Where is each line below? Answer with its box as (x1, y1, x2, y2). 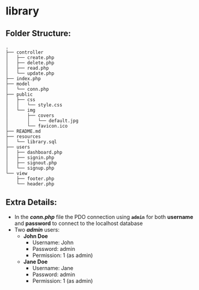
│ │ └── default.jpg (5, 118, 79, 124)
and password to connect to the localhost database (14, 220, 143, 227)
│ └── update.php (5, 70, 55, 76)
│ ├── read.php (5, 65, 49, 71)
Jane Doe (23, 258, 48, 265)
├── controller (5, 49, 44, 55)
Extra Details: (5, 197, 58, 208)
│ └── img (5, 107, 35, 113)
